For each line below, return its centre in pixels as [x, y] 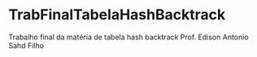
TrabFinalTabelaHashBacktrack [117, 15]
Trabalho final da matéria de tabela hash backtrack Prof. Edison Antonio [129, 37]
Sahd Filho [26, 45]
